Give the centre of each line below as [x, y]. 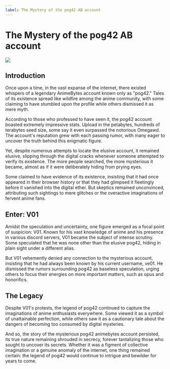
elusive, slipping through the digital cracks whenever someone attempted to [84, 156]
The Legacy [24, 296]
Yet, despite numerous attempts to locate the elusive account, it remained [82, 151]
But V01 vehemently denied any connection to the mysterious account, [79, 258]
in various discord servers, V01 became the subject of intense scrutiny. [79, 237]
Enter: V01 [22, 214]
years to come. [21, 361]
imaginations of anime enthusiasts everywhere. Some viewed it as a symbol [84, 313]
